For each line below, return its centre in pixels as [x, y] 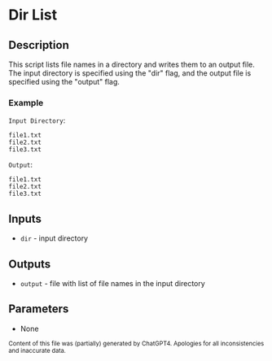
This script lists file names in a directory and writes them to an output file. [132, 64]
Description [39, 45]
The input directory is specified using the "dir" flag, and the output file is [130, 73]
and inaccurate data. [37, 350]
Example [26, 102]
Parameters [39, 309]
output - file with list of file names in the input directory [112, 283]
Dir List [33, 15]
